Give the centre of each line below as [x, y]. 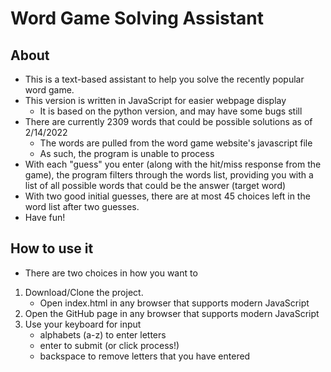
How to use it [52, 248]
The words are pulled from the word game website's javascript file [176, 143]
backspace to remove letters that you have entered [145, 356]
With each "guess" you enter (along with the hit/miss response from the [173, 164]
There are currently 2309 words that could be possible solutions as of [168, 121]
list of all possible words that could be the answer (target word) [155, 185]
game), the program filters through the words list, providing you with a [169, 175]
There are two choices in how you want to [111, 273]
